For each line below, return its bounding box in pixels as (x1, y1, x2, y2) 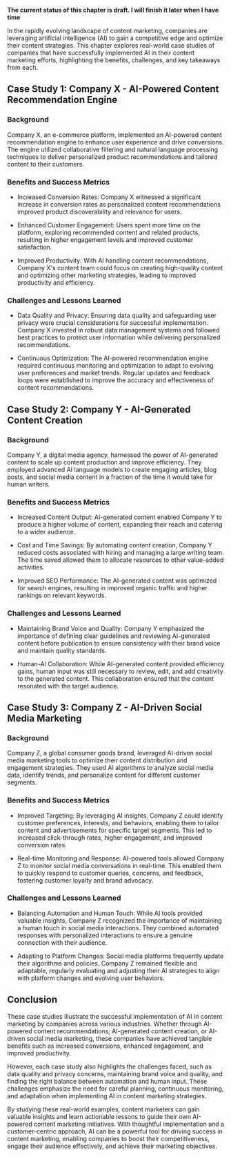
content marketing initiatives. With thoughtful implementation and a (33, 1120, 225, 1128)
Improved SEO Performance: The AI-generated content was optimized (17, 576, 217, 585)
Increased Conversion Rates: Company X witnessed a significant (17, 193, 201, 201)
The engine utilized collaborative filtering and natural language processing (7, 145, 219, 153)
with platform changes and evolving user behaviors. (17, 974, 165, 982)
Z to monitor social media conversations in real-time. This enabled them (17, 861, 222, 869)
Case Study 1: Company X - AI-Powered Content (7, 83, 219, 95)
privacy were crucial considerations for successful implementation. (17, 319, 208, 327)
